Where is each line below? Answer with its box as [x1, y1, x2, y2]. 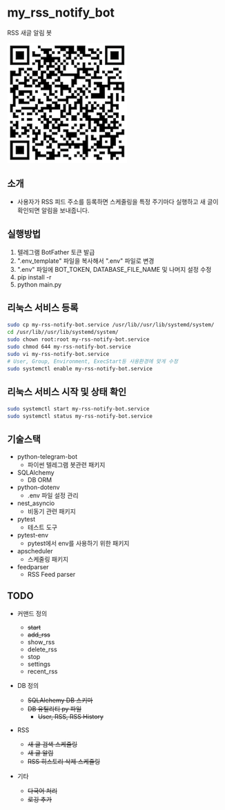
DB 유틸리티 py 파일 [27, 704, 82, 713]
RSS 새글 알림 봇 [7, 28, 52, 37]
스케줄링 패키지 [27, 555, 69, 563]
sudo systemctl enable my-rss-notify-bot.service [7, 365, 153, 372]
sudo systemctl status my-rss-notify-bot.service [7, 413, 153, 420]
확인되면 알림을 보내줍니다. [17, 206, 90, 215]
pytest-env [17, 531, 49, 539]
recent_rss [27, 667, 58, 675]
